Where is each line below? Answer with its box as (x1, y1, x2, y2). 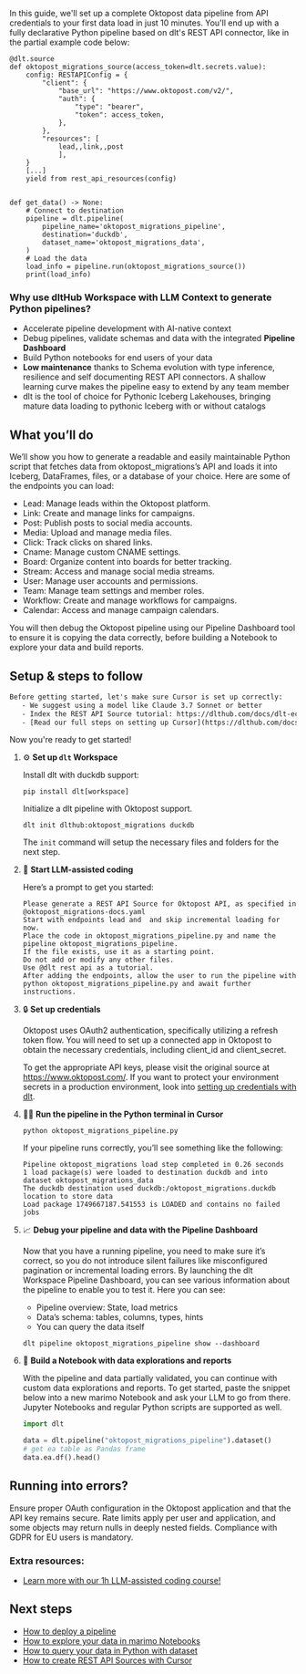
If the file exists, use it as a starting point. (22, 948, 216, 957)
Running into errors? (9, 1478, 129, 1494)
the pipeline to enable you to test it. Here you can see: (22, 1284, 226, 1295)
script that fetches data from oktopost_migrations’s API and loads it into (9, 461, 278, 473)
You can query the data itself (36, 1322, 145, 1333)
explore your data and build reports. (9, 642, 144, 653)
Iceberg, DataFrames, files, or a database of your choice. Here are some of (9, 471, 291, 482)
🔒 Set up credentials (22, 1003, 101, 1015)
